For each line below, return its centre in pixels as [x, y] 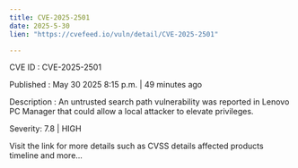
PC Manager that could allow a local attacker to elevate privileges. [131, 112]
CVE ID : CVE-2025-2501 [55, 67]
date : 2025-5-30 [39, 26]
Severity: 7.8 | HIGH [46, 129]
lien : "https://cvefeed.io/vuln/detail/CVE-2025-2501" [114, 34]
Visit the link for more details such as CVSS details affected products [136, 146]
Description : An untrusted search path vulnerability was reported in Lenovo [149, 102]
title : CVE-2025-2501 [50, 17]
